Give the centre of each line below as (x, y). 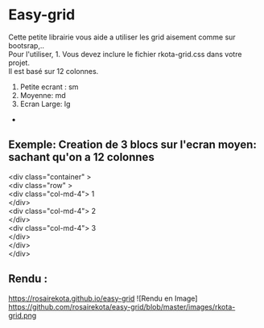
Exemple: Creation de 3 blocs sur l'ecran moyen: (133, 145)
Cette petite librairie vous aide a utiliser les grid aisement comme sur (122, 37)
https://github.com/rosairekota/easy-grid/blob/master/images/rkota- (122, 306)
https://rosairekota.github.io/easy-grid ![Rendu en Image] (103, 298)
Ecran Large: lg (45, 104)
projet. (19, 63)
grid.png (23, 315)
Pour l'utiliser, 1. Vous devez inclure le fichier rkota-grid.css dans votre (125, 54)
